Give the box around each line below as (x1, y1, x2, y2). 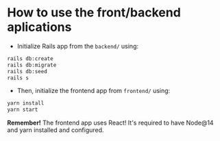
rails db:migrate (7, 62, 57, 68)
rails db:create (7, 55, 53, 62)
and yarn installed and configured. (7, 126, 104, 134)
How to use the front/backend (7, 5, 182, 21)
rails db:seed (7, 68, 48, 75)
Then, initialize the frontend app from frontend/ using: (16, 87, 171, 95)
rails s (7, 74, 29, 81)
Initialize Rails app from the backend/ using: (16, 42, 139, 50)
